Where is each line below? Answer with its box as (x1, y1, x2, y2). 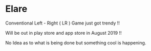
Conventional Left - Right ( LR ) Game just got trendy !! (5, 20, 120, 26)
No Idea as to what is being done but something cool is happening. (5, 39, 146, 46)
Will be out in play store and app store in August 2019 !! (5, 30, 122, 36)
